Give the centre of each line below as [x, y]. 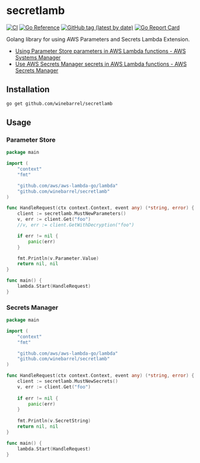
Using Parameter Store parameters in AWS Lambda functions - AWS [101, 51]
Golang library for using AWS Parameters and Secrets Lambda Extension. [98, 39]
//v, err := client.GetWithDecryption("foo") [76, 225]
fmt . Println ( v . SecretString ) [54, 421]
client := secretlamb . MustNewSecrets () [68, 381]
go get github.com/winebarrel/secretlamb [60, 103]
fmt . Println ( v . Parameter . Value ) [58, 258]
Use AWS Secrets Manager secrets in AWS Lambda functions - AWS [101, 64]
